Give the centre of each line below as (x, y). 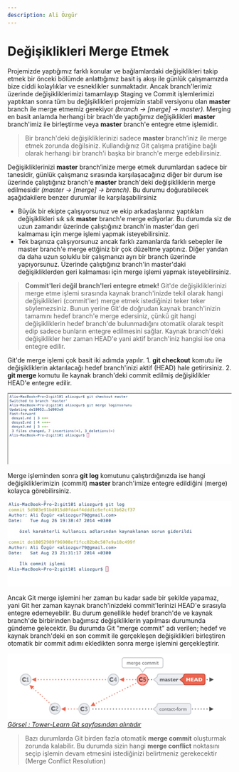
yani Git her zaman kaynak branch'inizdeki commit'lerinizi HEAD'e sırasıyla (117, 606)
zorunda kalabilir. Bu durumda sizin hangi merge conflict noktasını (122, 746)
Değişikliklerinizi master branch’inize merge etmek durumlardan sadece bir (117, 167)
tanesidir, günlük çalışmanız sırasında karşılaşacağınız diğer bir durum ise (115, 174)
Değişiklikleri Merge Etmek (88, 51)
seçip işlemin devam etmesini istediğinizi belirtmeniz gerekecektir (121, 753)
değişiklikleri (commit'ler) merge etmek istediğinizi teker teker (115, 300)
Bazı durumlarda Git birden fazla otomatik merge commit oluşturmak (126, 738)
